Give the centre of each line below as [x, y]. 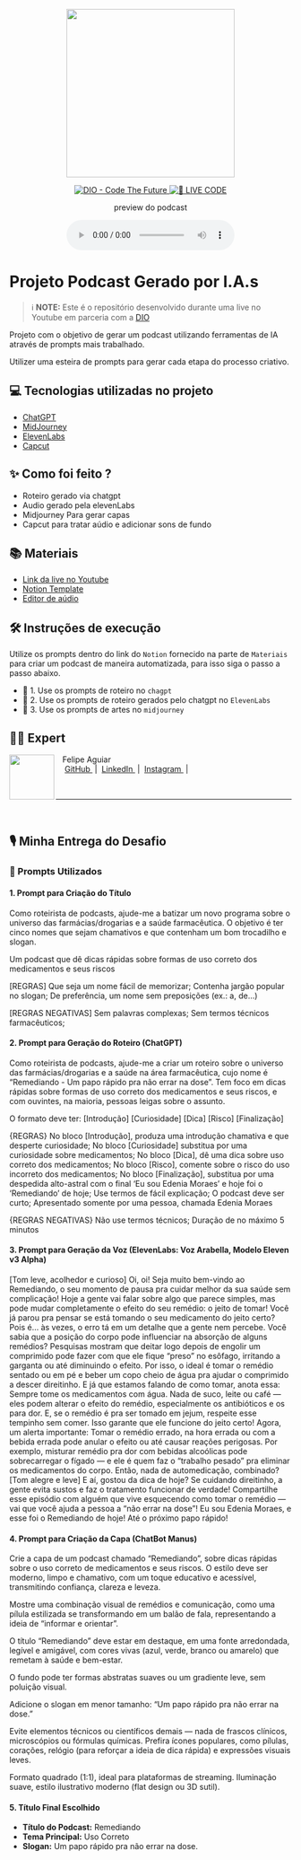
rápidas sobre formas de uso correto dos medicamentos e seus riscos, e [143, 1092]
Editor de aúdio [50, 599]
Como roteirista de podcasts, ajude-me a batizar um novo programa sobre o [150, 913]
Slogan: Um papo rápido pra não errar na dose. [110, 1847]
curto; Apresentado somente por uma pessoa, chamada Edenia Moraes [141, 1202]
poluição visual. [38, 1687]
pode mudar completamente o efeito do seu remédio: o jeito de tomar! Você [149, 1308]
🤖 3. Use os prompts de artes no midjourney [103, 710]
